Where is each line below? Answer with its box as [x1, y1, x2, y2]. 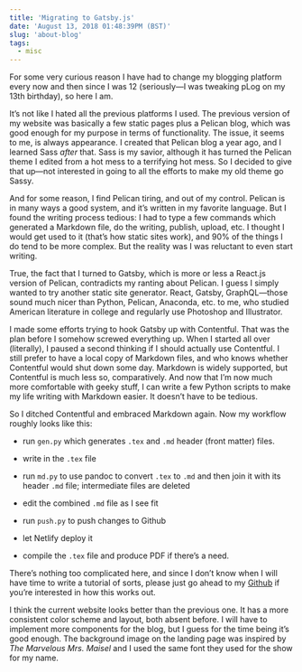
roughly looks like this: [9, 418, 93, 429]
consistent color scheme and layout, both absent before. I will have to [9, 614, 268, 625]
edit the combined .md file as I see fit [22, 498, 160, 509]
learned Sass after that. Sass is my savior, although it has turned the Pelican [9, 146, 292, 158]
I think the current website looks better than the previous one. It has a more [9, 604, 289, 615]
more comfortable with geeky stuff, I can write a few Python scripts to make [9, 381, 291, 393]
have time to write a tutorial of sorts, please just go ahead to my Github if [9, 577, 280, 588]
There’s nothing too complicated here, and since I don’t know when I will [9, 568, 278, 579]
